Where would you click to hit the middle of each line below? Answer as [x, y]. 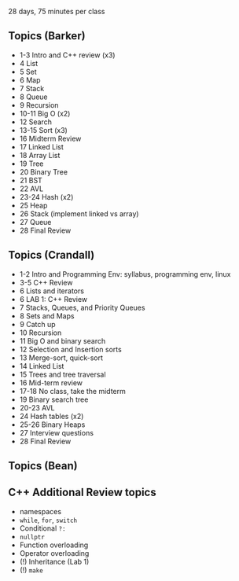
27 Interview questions [57, 432]
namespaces [40, 511]
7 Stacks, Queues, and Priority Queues [82, 307]
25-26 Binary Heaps [52, 425]
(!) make [31, 570]
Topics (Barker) [47, 36]
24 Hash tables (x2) [51, 416]
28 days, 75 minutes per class [57, 11]
